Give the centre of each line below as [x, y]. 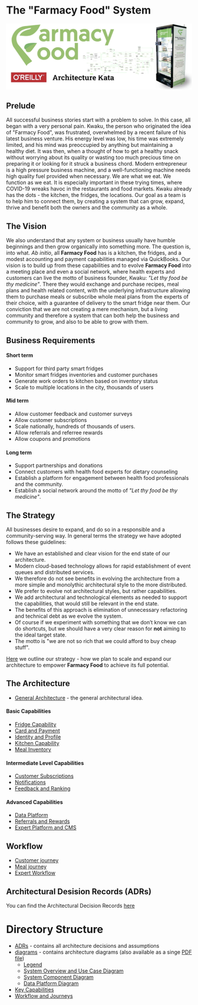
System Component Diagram [59, 977]
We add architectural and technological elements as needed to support [101, 597]
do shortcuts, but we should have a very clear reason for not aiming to [100, 629]
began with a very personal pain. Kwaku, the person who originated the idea [99, 126]
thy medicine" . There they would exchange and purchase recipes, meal [93, 284]
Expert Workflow [35, 873]
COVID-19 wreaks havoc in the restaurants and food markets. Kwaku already [99, 189]
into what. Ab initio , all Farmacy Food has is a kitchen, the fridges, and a [94, 253]
